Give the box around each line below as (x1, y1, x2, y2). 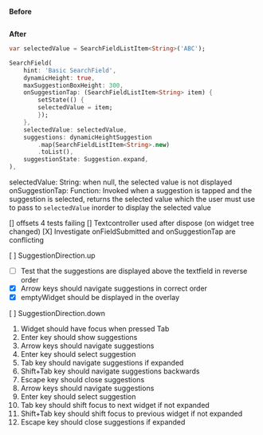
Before (9, 7, 33, 16)
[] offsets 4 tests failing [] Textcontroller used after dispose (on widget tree (9, 219, 254, 227)
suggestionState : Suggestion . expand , (23, 156, 149, 164)
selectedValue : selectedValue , (23, 125, 128, 134)
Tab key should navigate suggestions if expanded (20, 358, 184, 368)
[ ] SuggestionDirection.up (9, 251, 96, 260)
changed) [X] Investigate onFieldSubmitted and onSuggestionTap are (9, 227, 236, 236)
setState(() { (37, 96, 84, 105)
